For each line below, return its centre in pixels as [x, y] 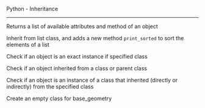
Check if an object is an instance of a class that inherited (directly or [92, 80]
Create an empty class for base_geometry [59, 98]
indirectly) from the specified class [50, 87]
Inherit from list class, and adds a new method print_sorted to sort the [95, 38]
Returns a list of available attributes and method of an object [82, 26]
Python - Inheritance [32, 9]
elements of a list [28, 45]
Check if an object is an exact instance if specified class [77, 56]
